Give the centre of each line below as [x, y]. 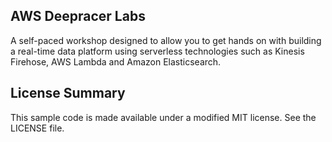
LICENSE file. [37, 128]
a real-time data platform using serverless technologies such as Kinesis [157, 51]
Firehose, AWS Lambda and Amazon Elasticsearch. [116, 61]
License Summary [68, 93]
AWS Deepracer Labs [78, 16]
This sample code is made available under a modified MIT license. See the [163, 117]
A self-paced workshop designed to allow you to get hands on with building [166, 40]
